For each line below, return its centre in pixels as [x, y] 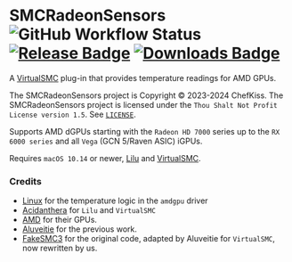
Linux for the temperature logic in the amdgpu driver [115, 201]
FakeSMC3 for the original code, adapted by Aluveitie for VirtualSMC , [149, 239]
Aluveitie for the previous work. [80, 229]
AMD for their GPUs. [60, 220]
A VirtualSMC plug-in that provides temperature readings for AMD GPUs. [143, 78]
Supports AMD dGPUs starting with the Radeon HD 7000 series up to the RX [145, 131]
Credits [25, 181]
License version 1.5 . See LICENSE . [73, 114]
